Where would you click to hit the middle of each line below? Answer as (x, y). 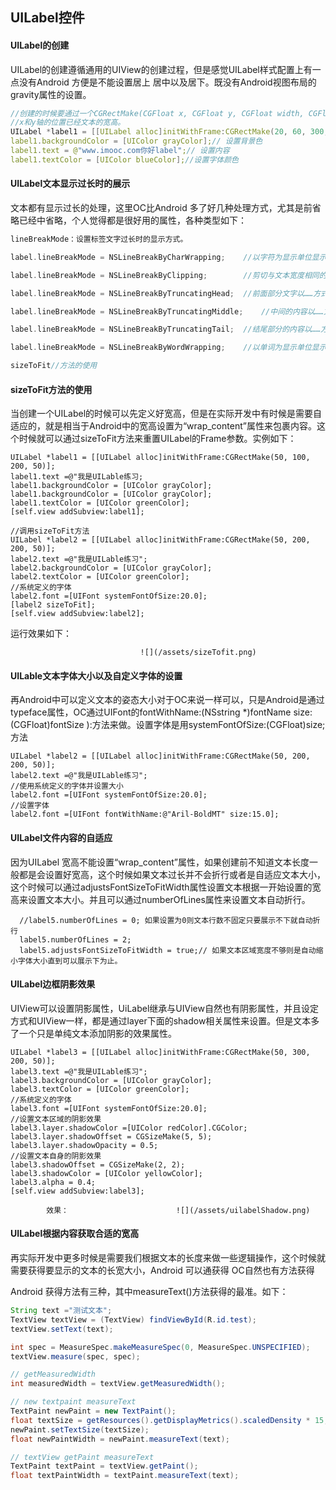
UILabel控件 (47, 18)
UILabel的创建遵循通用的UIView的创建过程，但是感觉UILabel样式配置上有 (161, 69)
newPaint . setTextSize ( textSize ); (80, 1429)
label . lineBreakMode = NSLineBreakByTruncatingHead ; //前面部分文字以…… (162, 293)
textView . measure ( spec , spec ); (75, 1356)
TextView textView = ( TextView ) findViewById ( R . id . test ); (133, 1319)
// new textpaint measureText (73, 1402)
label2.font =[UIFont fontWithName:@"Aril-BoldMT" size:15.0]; (145, 814)
